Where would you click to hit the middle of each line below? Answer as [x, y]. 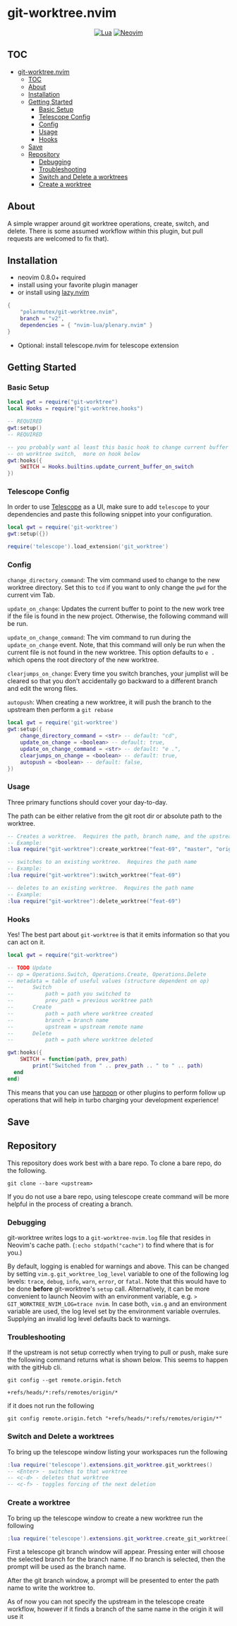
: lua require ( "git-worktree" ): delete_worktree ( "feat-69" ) [94, 901]
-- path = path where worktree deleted [80, 1040]
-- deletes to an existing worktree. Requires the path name [101, 888]
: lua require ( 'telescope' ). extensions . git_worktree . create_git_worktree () [120, 1538]
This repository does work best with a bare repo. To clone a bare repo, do [115, 1163]
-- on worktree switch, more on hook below [74, 454]
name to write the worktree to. [51, 1588]
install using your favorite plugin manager [78, 285]
